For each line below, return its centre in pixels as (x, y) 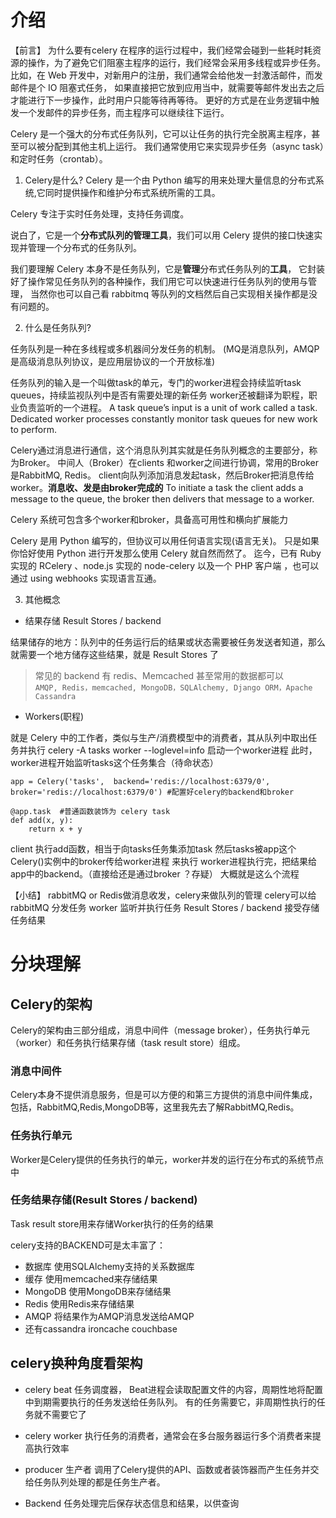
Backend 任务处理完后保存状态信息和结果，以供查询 (132, 1503)
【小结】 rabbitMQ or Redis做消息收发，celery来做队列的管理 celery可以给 (163, 895)
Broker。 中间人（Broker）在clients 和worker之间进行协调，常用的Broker (168, 462)
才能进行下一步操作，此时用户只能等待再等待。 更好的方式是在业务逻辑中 (160, 100)
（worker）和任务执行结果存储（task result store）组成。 (128, 1042)
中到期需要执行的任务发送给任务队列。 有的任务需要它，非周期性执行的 (170, 1402)
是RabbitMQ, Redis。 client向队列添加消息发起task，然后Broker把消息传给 (162, 475)
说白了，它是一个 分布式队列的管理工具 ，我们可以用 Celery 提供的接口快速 (162, 235)
